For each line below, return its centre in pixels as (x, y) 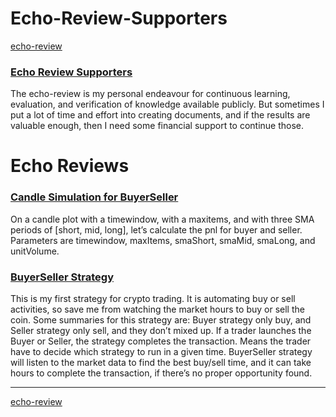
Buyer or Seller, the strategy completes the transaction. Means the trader (161, 341)
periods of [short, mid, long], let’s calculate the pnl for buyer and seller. (156, 229)
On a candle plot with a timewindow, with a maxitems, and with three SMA (162, 219)
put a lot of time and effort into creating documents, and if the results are (160, 115)
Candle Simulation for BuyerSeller (94, 197)
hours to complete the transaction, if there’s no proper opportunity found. (161, 373)
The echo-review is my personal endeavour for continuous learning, (150, 94)
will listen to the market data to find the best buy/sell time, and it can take (161, 363)
